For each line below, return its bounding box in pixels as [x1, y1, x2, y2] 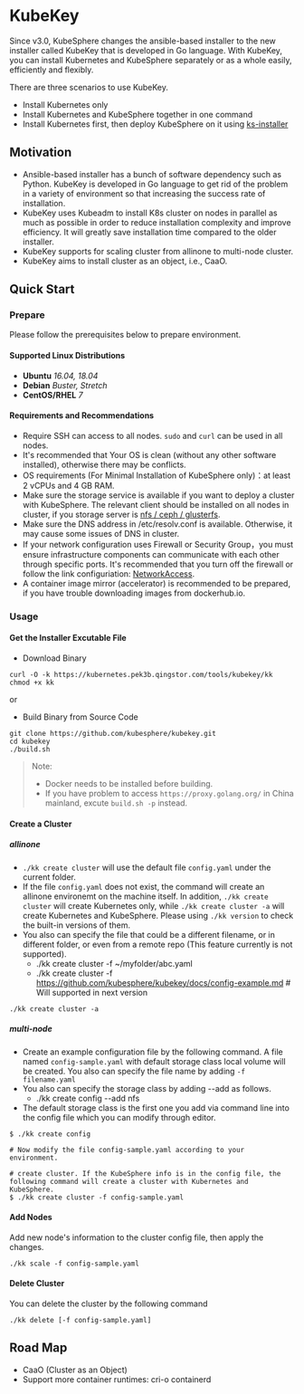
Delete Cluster [9, 1278, 65, 1289]
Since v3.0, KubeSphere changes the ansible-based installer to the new [9, 35, 276, 46]
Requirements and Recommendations [9, 410, 155, 421]
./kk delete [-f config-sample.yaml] [9, 1315, 152, 1324]
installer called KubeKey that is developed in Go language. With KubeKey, [9, 44, 283, 55]
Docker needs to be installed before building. [44, 778, 214, 788]
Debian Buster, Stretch [22, 379, 108, 390]
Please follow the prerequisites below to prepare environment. [9, 329, 242, 340]
